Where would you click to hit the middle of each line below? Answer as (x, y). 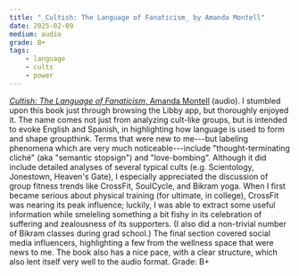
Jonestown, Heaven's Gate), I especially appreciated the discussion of (139, 176)
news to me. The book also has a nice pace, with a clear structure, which (144, 252)
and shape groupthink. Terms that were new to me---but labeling (129, 138)
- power (39, 76)
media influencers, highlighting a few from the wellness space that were (141, 242)
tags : (19, 51)
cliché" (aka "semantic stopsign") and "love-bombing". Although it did (138, 158)
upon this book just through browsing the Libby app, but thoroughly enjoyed (149, 110)
